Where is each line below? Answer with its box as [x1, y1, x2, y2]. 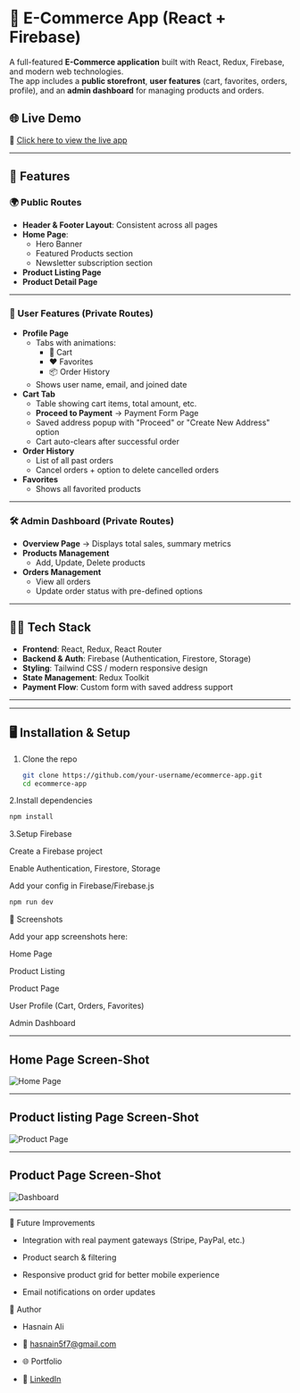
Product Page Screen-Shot [9, 1168, 162, 1183]
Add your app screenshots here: [9, 931, 128, 942]
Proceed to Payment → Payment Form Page [35, 407, 199, 418]
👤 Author [9, 1304, 42, 1314]
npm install [9, 813, 54, 822]
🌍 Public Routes [9, 196, 82, 209]
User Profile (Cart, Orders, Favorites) [9, 1000, 145, 1012]
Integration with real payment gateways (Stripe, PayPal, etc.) [21, 1234, 246, 1245]
